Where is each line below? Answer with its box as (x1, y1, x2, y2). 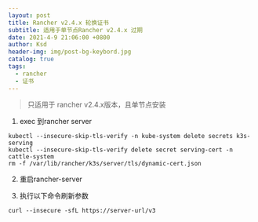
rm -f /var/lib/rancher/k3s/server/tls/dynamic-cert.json (8, 159, 202, 167)
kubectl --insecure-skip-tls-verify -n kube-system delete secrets (8, 132, 234, 140)
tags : (8, 63, 26, 71)
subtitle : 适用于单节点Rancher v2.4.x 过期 (8, 26, 144, 34)
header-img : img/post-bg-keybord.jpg (8, 48, 132, 56)
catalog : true (8, 56, 55, 64)
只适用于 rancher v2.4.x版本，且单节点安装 (27, 100, 166, 109)
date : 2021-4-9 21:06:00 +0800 (8, 33, 111, 42)
